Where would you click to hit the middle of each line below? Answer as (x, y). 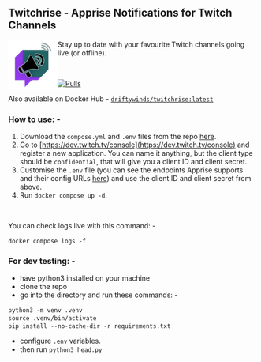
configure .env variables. (60, 341)
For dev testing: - (42, 262)
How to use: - (34, 119)
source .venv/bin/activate (52, 319)
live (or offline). (82, 53)
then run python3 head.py (61, 349)
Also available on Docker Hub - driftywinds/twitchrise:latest (111, 99)
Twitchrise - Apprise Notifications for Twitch (120, 13)
